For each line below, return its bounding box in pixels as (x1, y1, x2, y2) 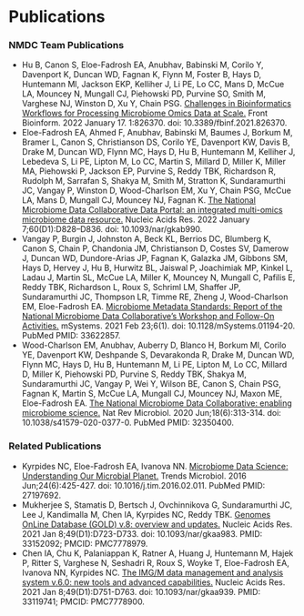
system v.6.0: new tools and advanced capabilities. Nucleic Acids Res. (21, 576, 286, 588)
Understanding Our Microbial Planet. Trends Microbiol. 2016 (21, 470, 247, 481)
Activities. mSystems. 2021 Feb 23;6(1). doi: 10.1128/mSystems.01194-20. (21, 320, 296, 331)
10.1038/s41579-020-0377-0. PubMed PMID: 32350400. (21, 417, 234, 429)
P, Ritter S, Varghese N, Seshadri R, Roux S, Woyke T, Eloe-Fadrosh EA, (21, 557, 290, 568)
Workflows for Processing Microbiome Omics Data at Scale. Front (21, 107, 269, 119)
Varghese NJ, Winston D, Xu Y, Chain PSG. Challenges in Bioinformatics (21, 98, 292, 109)
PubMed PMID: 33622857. (21, 330, 121, 341)
